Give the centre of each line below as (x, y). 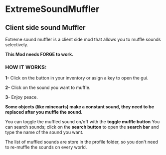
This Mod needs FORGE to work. (39, 54)
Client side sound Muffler (45, 28)
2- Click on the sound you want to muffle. (48, 87)
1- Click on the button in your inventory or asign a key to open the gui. (77, 78)
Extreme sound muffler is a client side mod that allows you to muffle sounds (83, 39)
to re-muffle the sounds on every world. (46, 147)
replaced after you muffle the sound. (44, 112)
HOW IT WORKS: (26, 67)
